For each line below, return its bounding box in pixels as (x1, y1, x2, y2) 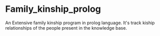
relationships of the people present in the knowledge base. (5, 25, 127, 31)
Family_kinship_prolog (5, 3, 102, 15)
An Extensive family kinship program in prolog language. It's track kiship (5, 20, 155, 26)
